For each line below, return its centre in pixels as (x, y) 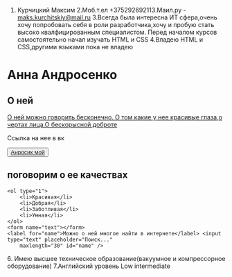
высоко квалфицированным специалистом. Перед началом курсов (117, 32)
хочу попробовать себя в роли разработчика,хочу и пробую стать (116, 25)
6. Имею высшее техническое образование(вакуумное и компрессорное (116, 258)
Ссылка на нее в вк (36, 138)
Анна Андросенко (62, 75)
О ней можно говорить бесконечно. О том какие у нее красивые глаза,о (115, 117)
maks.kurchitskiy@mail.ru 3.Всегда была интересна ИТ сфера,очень (117, 17)
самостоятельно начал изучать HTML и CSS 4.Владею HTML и (110, 40)
